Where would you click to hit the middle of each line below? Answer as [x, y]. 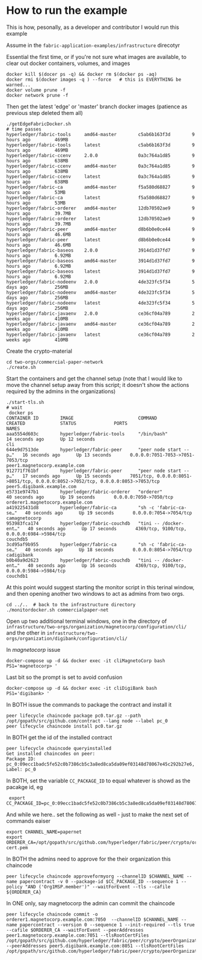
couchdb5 [17, 539]
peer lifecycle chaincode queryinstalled [59, 748]
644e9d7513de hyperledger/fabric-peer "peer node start [94, 450]
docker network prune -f [37, 95]
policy [14, 887]
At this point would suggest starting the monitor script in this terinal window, [100, 587]
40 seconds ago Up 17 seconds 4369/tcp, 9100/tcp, [107, 528]
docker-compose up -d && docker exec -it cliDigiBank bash [82, 688]
